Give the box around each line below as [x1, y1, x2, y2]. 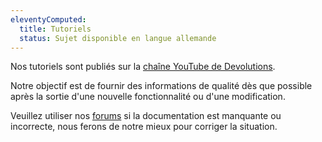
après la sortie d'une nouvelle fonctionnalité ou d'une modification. [10, 91, 286, 103]
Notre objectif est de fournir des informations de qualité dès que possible [10, 80, 313, 92]
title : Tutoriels [19, 24, 92, 34]
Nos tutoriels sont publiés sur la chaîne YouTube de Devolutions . [10, 61, 276, 73]
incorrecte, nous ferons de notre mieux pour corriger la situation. [10, 121, 278, 133]
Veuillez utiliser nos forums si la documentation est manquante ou [10, 110, 282, 122]
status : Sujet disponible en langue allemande [19, 33, 217, 43]
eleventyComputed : [10, 14, 87, 25]
